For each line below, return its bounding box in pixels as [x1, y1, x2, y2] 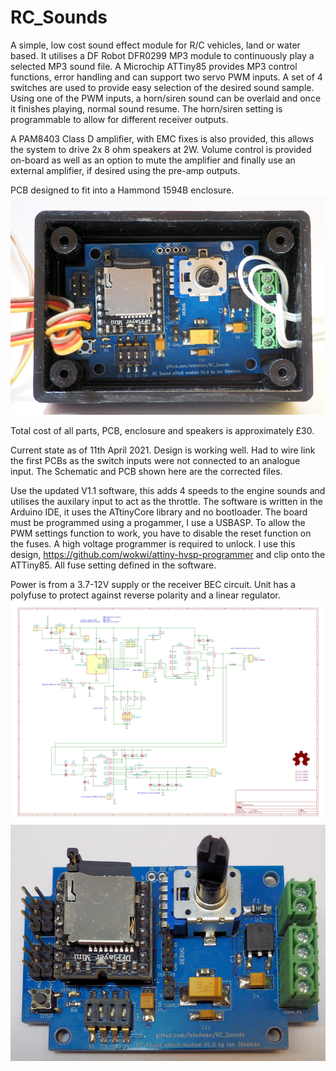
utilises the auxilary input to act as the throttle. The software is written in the [10, 495, 324, 507]
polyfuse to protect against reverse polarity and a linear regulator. [10, 589, 281, 601]
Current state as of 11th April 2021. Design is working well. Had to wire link [10, 444, 316, 456]
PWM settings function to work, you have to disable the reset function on [10, 527, 312, 539]
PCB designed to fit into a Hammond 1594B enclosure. [10, 184, 235, 196]
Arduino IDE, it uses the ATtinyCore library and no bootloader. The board [10, 506, 308, 518]
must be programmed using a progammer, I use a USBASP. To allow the [10, 516, 306, 528]
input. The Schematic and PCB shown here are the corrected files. [10, 465, 283, 477]
